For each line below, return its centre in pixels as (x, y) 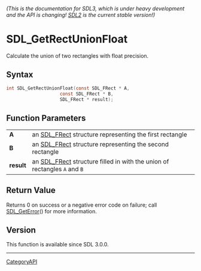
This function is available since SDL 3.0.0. (57, 245)
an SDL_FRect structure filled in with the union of (100, 161)
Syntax (20, 74)
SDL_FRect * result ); (86, 100)
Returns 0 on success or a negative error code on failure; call (82, 205)
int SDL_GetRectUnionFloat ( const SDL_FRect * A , (68, 88)
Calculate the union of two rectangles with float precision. (77, 56)
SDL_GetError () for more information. (52, 211)
